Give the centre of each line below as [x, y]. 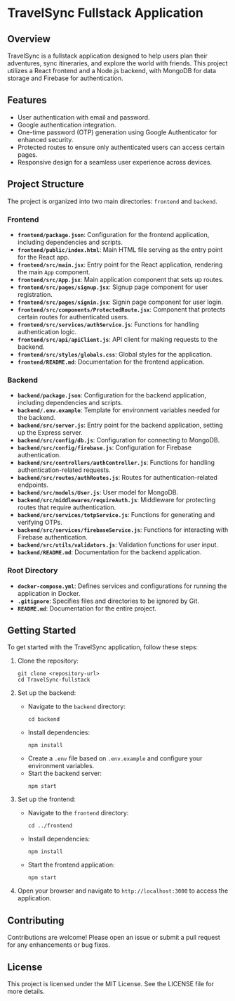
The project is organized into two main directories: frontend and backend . [112, 201]
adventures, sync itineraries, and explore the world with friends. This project [117, 63]
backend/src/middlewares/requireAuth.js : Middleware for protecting [116, 500]
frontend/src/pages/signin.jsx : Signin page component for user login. [120, 302]
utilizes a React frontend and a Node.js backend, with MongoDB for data [112, 71]
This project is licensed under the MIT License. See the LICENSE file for [111, 983]
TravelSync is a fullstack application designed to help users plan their [108, 56]
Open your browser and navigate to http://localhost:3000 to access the [123, 891]
